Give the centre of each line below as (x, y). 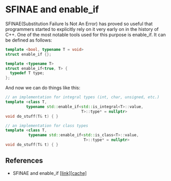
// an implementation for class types (47, 125)
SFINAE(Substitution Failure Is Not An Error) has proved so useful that (79, 24)
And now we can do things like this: (43, 88)
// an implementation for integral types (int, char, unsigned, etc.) (82, 97)
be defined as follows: (29, 40)
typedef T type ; (27, 73)
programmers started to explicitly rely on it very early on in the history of (82, 29)
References (24, 161)
